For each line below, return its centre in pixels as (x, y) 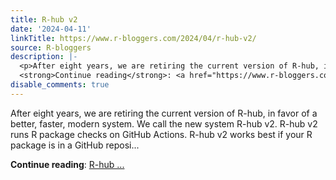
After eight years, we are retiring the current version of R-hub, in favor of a (164, 113)
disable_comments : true (60, 85)
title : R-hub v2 (44, 19)
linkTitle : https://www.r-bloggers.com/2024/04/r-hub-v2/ (133, 38)
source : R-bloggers (51, 47)
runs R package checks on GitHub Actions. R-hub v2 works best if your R (161, 134)
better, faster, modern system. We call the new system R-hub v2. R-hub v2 (164, 123)
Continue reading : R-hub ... (67, 164)
